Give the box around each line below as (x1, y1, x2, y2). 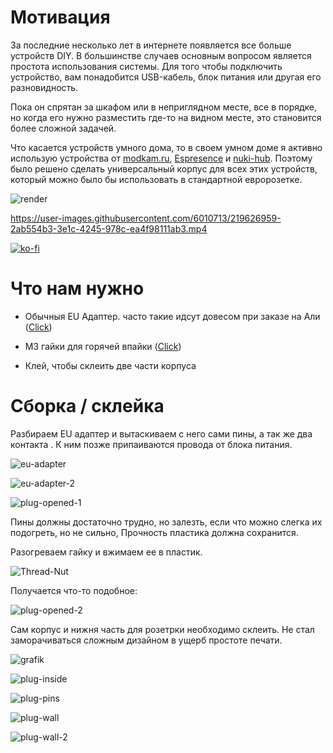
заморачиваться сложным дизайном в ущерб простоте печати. (10, 634, 283, 646)
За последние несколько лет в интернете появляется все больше (10, 39, 292, 51)
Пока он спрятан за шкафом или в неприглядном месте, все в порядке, (10, 101, 318, 113)
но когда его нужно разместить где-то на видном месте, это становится (10, 111, 322, 123)
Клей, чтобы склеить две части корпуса (24, 359, 197, 371)
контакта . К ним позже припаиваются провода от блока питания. (10, 438, 293, 450)
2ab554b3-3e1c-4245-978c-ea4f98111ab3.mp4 (10, 222, 208, 235)
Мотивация (10, 6, 111, 29)
